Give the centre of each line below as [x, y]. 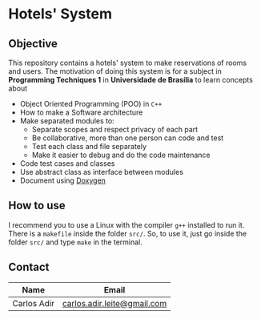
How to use [37, 206]
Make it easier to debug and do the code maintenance [121, 155]
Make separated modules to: [67, 121]
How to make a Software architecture [81, 112]
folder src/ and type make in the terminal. [75, 242]
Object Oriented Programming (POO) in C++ [91, 104]
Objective [33, 44]
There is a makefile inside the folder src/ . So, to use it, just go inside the [128, 233]
